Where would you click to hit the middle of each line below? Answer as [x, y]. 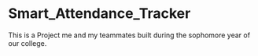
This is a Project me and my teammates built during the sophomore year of [129, 35]
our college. [28, 43]
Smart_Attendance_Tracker [100, 14]
